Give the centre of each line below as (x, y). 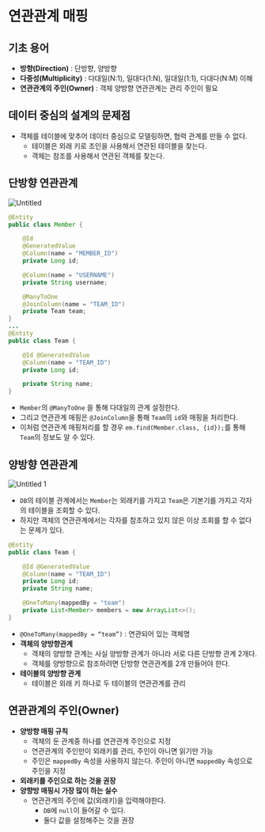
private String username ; (65, 282)
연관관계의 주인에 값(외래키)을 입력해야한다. (98, 800)
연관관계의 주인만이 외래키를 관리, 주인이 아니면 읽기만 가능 (122, 751)
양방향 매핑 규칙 (44, 731)
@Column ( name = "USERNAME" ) (68, 275)
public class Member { (45, 225)
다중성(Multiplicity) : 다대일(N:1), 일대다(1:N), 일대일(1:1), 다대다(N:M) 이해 (136, 78)
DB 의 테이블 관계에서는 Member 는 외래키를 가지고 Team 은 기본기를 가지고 (129, 500)
